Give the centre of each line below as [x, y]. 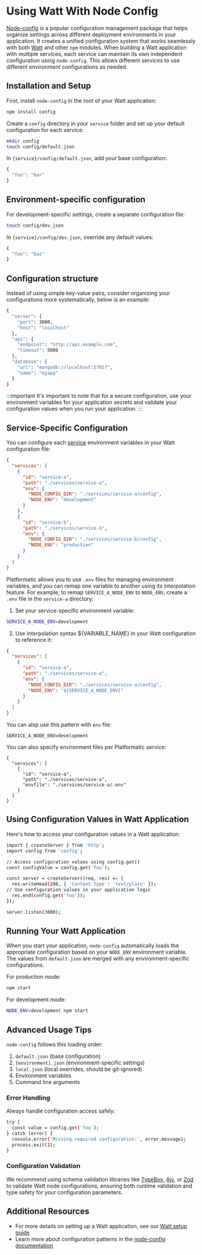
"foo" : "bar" [28, 175]
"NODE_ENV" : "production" [61, 545]
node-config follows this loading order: [55, 1044]
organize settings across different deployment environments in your [91, 34]
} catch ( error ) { [30, 1134]
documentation [34, 1245]
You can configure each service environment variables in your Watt [91, 443]
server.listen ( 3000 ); [34, 912]
